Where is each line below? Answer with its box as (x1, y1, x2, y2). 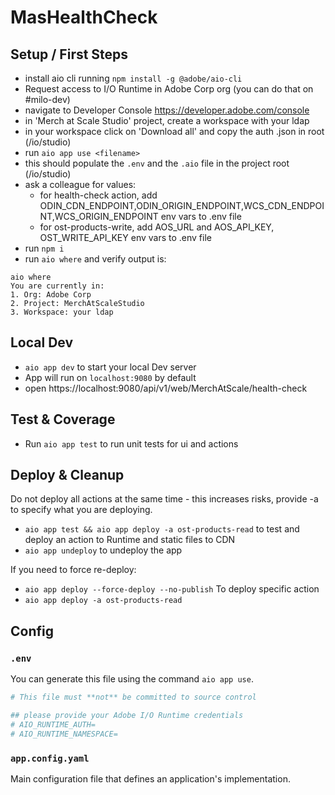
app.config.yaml (10, 752, 90, 764)
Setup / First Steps (10, 46, 129, 63)
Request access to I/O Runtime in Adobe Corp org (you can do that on (24, 83, 314, 95)
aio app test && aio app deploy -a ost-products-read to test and (24, 523, 300, 535)
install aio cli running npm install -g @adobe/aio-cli (24, 72, 243, 84)
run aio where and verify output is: (24, 253, 167, 265)
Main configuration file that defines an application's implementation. (10, 772, 291, 785)
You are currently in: (10, 281, 105, 291)
